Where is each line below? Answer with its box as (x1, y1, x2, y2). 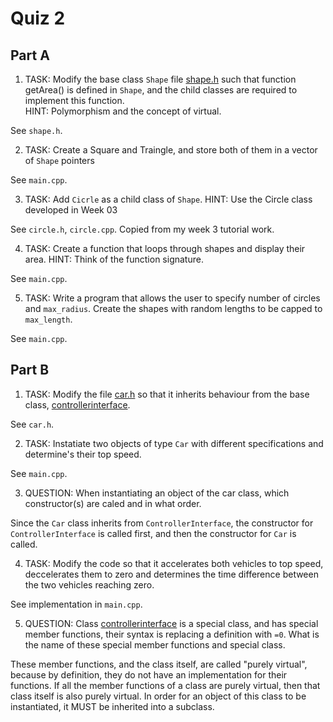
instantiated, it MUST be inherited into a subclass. (10, 700, 215, 712)
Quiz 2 (10, 7, 66, 30)
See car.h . (10, 418, 55, 430)
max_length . (24, 313, 73, 325)
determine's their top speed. (24, 448, 142, 460)
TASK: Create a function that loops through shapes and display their (24, 243, 306, 254)
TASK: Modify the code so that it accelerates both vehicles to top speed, (24, 557, 324, 569)
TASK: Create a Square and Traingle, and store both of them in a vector (24, 144, 318, 156)
